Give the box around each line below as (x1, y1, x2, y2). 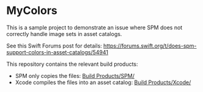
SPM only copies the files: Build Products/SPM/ (15, 72, 135, 79)
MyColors (6, 4, 57, 18)
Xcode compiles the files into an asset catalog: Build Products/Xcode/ (15, 79, 191, 86)
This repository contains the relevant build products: (6, 60, 139, 68)
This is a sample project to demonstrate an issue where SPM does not (6, 24, 183, 31)
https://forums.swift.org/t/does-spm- (103, 42, 197, 49)
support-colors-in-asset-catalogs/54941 (6, 48, 109, 55)
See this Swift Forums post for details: (6, 42, 102, 49)
